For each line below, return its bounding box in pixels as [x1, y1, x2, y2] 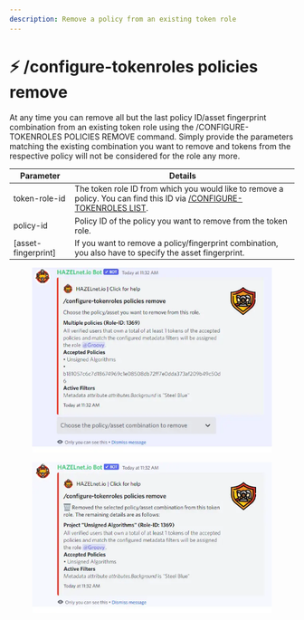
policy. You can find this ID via [74, 193, 187, 204]
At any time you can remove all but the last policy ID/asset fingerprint [9, 111, 267, 122]
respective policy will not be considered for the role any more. [9, 150, 241, 161]
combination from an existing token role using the [9, 121, 195, 132]
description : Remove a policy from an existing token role [9, 14, 237, 24]
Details [168, 170, 196, 181]
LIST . [128, 203, 149, 214]
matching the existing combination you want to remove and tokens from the [9, 140, 291, 151]
